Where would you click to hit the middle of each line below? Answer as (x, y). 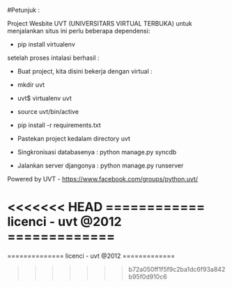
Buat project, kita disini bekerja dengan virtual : (85, 71)
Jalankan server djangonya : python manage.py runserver (100, 165)
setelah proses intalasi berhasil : (53, 58)
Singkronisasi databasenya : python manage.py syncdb (97, 152)
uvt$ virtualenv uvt (44, 98)
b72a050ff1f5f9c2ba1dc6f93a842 (177, 269)
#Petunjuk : (24, 10)
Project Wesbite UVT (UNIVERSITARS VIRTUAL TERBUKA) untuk (100, 23)
